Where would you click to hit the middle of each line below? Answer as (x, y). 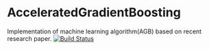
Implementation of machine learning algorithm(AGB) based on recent (104, 31)
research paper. (29, 38)
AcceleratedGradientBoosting (94, 13)
